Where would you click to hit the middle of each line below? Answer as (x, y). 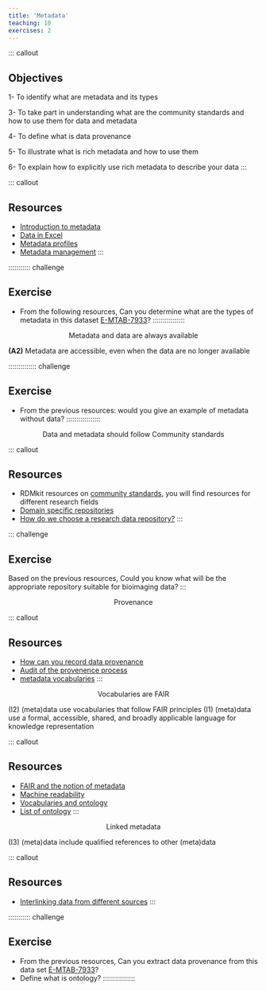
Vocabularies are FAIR (133, 694)
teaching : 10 (30, 23)
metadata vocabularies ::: (61, 679)
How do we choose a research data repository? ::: (101, 519)
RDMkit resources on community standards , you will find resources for (135, 494)
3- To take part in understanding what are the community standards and (126, 113)
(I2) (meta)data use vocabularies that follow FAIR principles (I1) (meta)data (130, 710)
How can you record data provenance (82, 662)
